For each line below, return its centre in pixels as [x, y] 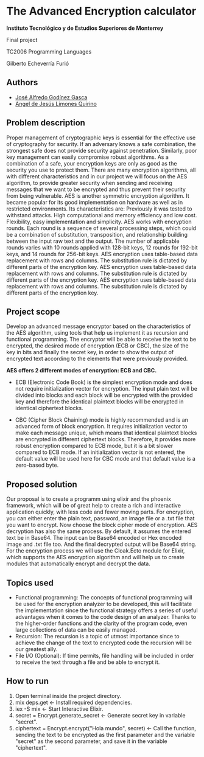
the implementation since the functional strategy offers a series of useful [106, 610]
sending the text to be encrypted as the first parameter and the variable [105, 734]
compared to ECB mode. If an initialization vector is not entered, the [100, 452]
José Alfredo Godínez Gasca [51, 97]
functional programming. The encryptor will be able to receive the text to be [101, 340]
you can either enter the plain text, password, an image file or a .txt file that [100, 518]
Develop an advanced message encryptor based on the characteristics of [99, 326]
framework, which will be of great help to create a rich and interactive [94, 506]
